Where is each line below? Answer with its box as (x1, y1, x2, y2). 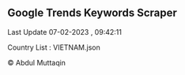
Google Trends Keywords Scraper (7, 6, 177, 20)
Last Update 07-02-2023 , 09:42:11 (7, 27, 122, 36)
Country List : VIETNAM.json (7, 43, 100, 52)
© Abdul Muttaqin (7, 58, 66, 67)
